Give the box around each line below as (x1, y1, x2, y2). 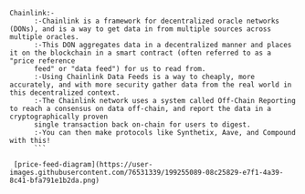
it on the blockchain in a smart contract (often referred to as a (9, 48, 272, 57)
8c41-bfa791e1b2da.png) (9, 176, 100, 185)
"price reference (9, 56, 76, 66)
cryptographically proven (9, 112, 108, 121)
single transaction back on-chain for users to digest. (33, 120, 251, 129)
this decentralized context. (9, 88, 121, 97)
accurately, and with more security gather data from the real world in (9, 80, 292, 89)
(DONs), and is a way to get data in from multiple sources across (9, 25, 272, 34)
